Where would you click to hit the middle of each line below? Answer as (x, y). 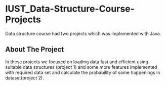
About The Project (35, 49)
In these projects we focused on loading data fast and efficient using (77, 62)
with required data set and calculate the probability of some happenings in (83, 72)
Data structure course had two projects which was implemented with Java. (83, 33)
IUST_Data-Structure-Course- (70, 9)
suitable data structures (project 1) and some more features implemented (81, 67)
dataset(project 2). (25, 78)
